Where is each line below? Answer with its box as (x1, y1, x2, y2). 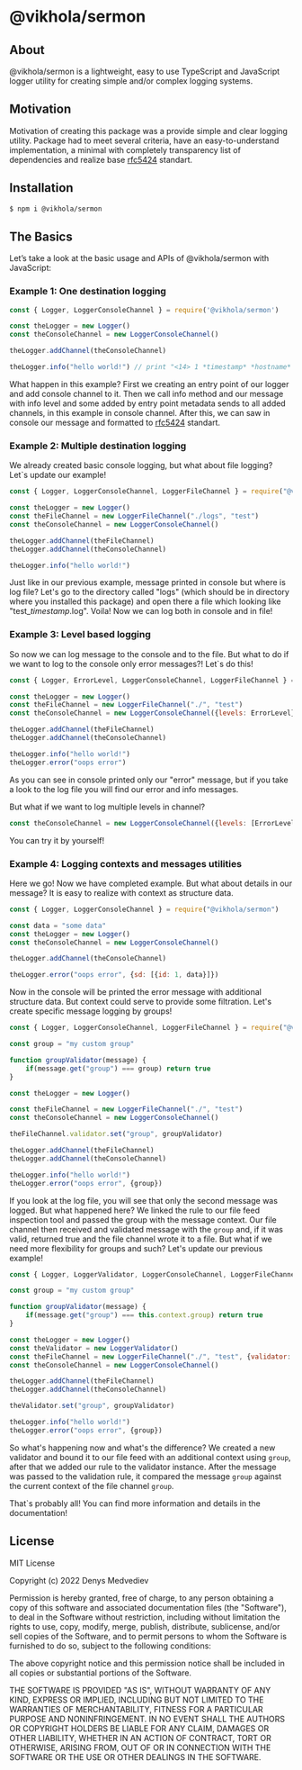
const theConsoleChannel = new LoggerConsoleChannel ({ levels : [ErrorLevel (9, 818, 296, 827)
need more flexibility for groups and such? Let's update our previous (9, 1242, 263, 1253)
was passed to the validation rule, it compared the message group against (9, 1470, 282, 1482)
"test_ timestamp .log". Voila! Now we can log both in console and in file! (9, 606, 273, 617)
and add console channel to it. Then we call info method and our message (9, 388, 284, 399)
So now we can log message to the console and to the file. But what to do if (9, 648, 289, 659)
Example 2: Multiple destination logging (9, 439, 187, 452)
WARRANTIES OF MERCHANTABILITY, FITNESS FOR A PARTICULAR (9, 1703, 263, 1714)
